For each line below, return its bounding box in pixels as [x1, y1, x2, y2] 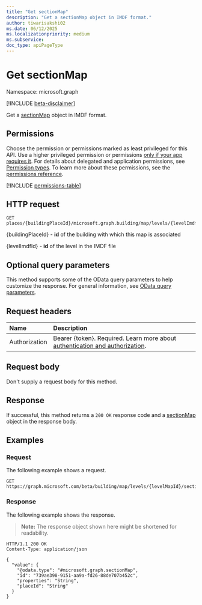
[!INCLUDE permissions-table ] [6, 181, 81, 189]
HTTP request [6, 199, 60, 210]
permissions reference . [6, 170, 64, 177]
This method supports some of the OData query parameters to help [6, 276, 173, 283]
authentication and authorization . [53, 342, 147, 350]
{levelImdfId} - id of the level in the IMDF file [6, 243, 116, 250]
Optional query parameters [6, 260, 110, 270]
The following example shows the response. [6, 511, 115, 518]
